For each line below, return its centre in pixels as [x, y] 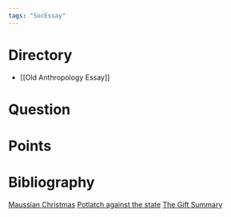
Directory [40, 55]
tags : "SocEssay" [37, 16]
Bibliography [52, 182]
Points [30, 146]
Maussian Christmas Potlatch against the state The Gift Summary [115, 204]
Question [39, 109]
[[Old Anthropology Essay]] [65, 77]
